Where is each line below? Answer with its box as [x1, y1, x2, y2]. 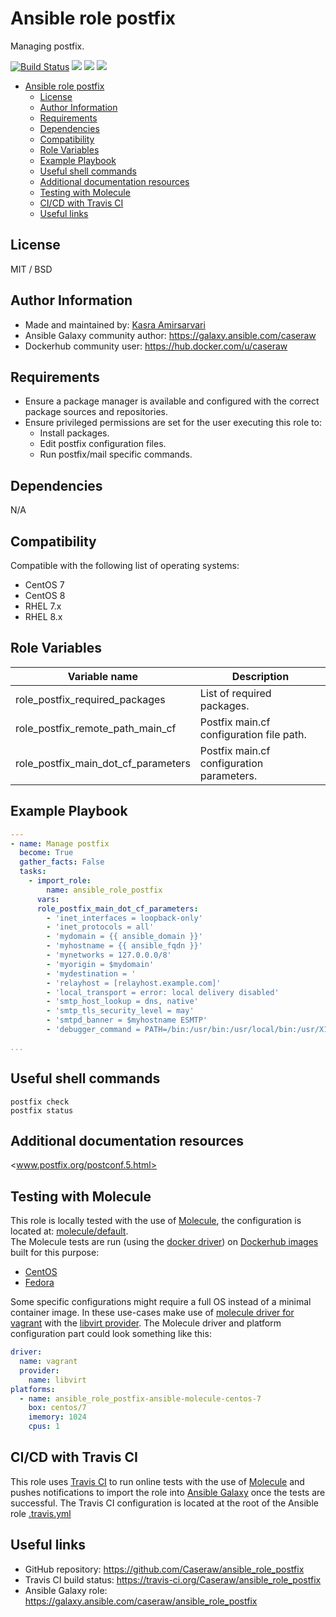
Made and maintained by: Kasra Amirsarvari [24, 318, 206, 331]
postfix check [10, 1097, 70, 1107]
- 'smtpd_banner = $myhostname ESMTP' [46, 1015, 208, 1026]
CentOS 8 [24, 590, 66, 601]
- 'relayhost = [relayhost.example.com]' [46, 978, 222, 988]
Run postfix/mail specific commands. [39, 448, 193, 461]
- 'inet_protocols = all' [46, 922, 155, 932]
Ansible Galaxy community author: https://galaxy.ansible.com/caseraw [24, 329, 317, 341]
